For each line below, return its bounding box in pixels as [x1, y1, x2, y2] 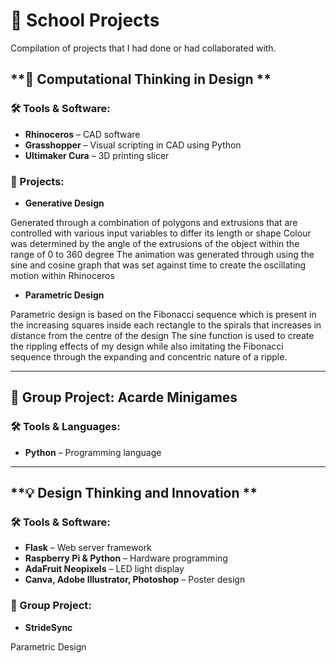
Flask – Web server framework [24, 542, 152, 554]
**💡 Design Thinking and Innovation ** [10, 485, 258, 501]
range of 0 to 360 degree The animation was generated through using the [10, 248, 315, 260]
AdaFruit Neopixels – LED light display [24, 563, 185, 575]
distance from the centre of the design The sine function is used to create [10, 329, 315, 341]
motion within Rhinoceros [10, 269, 115, 281]
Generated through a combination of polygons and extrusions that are [10, 216, 298, 228]
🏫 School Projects [10, 9, 160, 32]
